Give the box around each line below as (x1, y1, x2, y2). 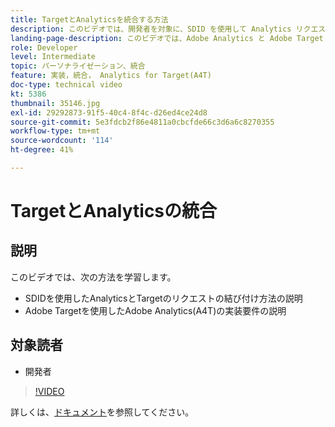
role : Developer (10, 42, 78, 53)
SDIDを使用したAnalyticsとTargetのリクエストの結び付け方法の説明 (24, 292, 303, 304)
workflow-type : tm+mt (10, 126, 101, 136)
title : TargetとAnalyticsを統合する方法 (10, 14, 169, 25)
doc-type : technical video (10, 80, 123, 90)
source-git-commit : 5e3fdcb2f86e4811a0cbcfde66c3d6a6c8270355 (10, 117, 275, 127)
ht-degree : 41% (10, 145, 74, 155)
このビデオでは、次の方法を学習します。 (10, 271, 177, 283)
